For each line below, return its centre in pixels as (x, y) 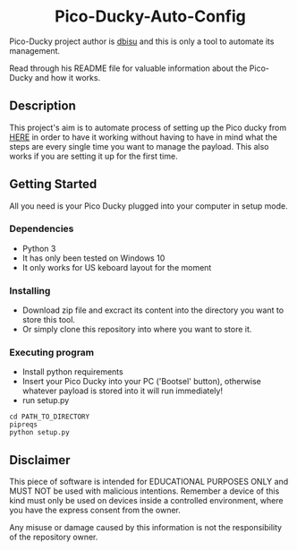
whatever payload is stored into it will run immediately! (123, 391)
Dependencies (42, 228)
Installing (30, 290)
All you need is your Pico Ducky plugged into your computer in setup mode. (148, 206)
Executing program (52, 353)
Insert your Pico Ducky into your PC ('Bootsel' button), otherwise (142, 382)
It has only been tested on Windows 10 (93, 258)
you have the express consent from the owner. (95, 510)
